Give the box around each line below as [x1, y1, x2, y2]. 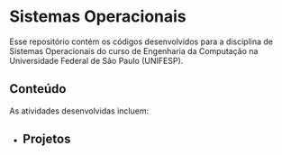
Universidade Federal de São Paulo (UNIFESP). [9, 55, 184, 66]
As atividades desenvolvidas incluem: [9, 105, 150, 116]
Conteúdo [9, 81, 67, 96]
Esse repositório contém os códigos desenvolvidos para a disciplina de [9, 36, 273, 47]
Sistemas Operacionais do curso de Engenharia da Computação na [9, 45, 259, 56]
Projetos [22, 132, 71, 147]
